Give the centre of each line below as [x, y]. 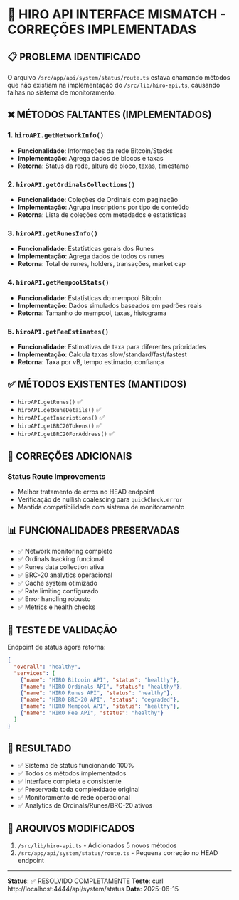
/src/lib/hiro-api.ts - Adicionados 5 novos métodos [97, 845]
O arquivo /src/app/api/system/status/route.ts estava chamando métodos [119, 77]
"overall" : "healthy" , [47, 667]
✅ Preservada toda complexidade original [79, 790]
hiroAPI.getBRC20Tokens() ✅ [59, 425]
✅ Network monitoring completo [65, 551]
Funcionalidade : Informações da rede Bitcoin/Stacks [95, 150]
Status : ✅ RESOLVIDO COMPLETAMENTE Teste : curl [85, 881]
